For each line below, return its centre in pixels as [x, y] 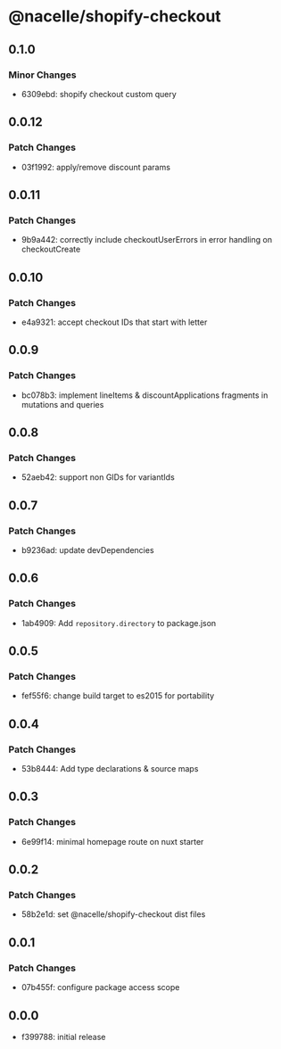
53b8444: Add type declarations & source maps [110, 769]
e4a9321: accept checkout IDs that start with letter [114, 322]
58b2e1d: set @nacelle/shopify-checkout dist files [113, 914]
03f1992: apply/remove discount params [96, 167]
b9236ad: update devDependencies [87, 550]
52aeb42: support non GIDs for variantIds [98, 477]
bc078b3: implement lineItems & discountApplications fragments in [145, 395]
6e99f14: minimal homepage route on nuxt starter [112, 841]
